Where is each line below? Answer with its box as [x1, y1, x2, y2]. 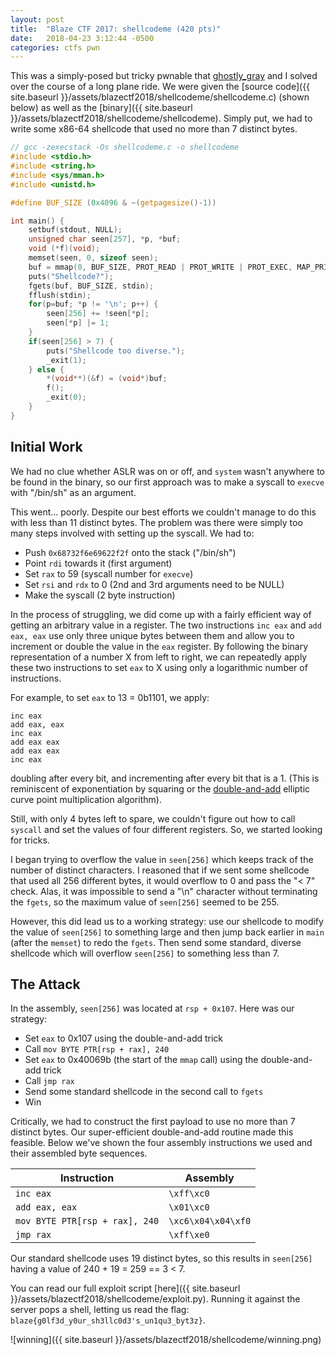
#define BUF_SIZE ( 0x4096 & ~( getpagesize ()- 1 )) [10, 197, 217, 208]
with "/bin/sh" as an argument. [10, 486, 137, 498]
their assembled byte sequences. [10, 1147, 148, 1160]
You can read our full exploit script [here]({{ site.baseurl [10, 1282, 241, 1295]
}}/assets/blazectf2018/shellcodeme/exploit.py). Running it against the [10, 1293, 301, 1305]
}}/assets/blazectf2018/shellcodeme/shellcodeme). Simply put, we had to [10, 112, 313, 125]
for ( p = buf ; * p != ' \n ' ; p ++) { [28, 299, 159, 310]
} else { [28, 364, 65, 375]
